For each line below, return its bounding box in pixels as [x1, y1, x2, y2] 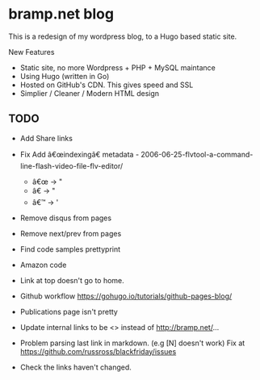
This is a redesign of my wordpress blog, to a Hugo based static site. [8, 31, 237, 41]
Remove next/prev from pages [19, 228, 122, 238]
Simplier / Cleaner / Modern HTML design [19, 88, 160, 98]
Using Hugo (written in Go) [19, 71, 110, 81]
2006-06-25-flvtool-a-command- [140, 149, 254, 159]
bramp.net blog [8, 5, 115, 23]
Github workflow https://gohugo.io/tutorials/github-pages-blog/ [19, 291, 233, 301]
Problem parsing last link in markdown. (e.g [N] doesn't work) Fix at [19, 338, 245, 348]
